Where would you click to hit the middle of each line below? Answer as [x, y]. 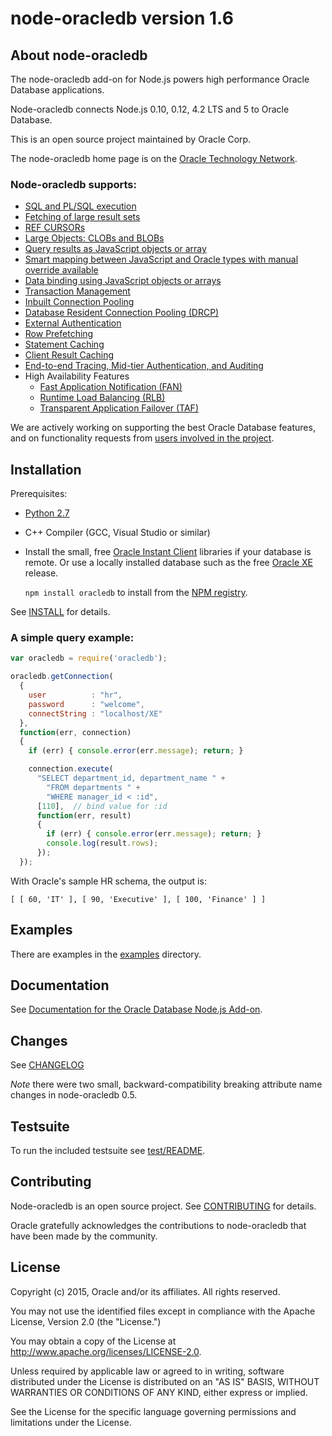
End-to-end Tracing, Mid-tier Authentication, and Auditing [144, 366]
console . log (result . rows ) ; [102, 843]
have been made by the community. [84, 1236]
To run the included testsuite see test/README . [108, 1151]
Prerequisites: [39, 494]
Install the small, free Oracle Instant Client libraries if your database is [168, 552]
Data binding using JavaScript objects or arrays [123, 281]
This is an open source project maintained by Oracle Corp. [131, 139]
